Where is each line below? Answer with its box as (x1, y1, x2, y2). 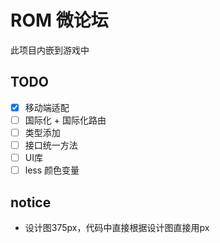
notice (10, 194, 52, 211)
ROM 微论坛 (10, 9, 109, 32)
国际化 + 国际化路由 (24, 114, 107, 126)
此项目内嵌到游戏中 (10, 44, 90, 56)
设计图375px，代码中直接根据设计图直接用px (24, 221, 210, 233)
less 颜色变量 (24, 164, 80, 176)
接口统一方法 (24, 139, 78, 151)
